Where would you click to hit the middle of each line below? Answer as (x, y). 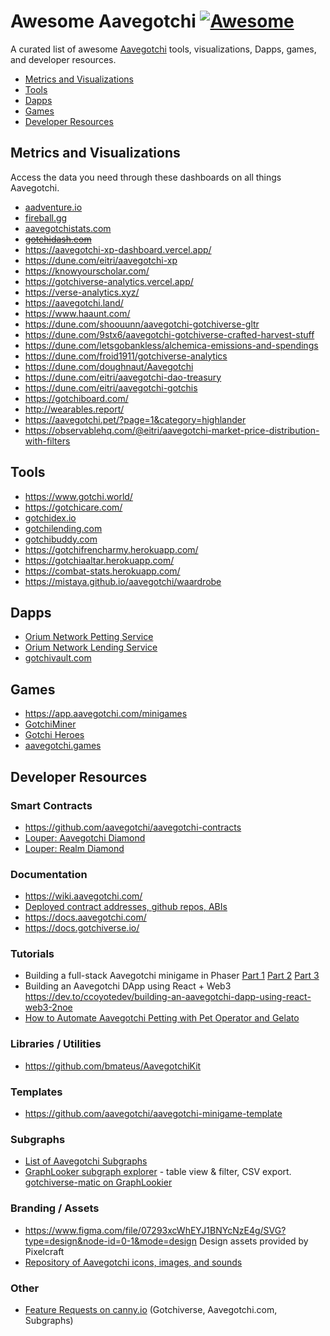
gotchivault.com (58, 658)
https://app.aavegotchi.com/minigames (106, 714)
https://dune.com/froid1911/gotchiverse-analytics (126, 356)
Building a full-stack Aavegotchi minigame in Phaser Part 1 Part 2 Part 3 (172, 976)
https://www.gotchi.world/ (78, 496)
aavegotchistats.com (68, 228)
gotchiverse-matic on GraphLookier (98, 1182)
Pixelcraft (44, 1251)
